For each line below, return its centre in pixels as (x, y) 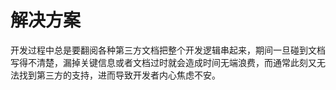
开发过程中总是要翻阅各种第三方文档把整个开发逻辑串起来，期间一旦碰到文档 (168, 50)
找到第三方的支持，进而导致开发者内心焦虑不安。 (119, 75)
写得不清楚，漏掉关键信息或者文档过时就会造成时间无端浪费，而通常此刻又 (163, 62)
